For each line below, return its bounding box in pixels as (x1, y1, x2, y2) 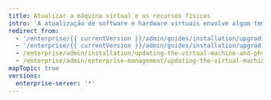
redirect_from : (8, 27, 60, 35)
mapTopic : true (8, 65, 60, 73)
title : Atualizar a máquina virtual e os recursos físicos (8, 11, 211, 20)
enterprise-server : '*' (15, 79, 95, 87)
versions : (8, 72, 42, 80)
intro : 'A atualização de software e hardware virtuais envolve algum (8, 19, 251, 27)
